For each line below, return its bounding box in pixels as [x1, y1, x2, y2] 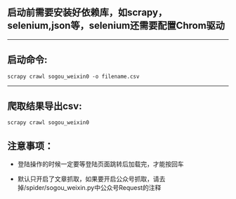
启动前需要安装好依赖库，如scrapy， [7, 6, 168, 19]
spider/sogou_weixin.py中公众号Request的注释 [25, 184, 162, 192]
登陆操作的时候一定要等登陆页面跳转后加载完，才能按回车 [17, 160, 184, 168]
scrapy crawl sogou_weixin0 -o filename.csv [7, 73, 140, 80]
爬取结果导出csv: [7, 100, 82, 112]
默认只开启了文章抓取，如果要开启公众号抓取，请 [17, 174, 159, 184]
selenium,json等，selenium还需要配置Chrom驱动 [7, 20, 225, 32]
